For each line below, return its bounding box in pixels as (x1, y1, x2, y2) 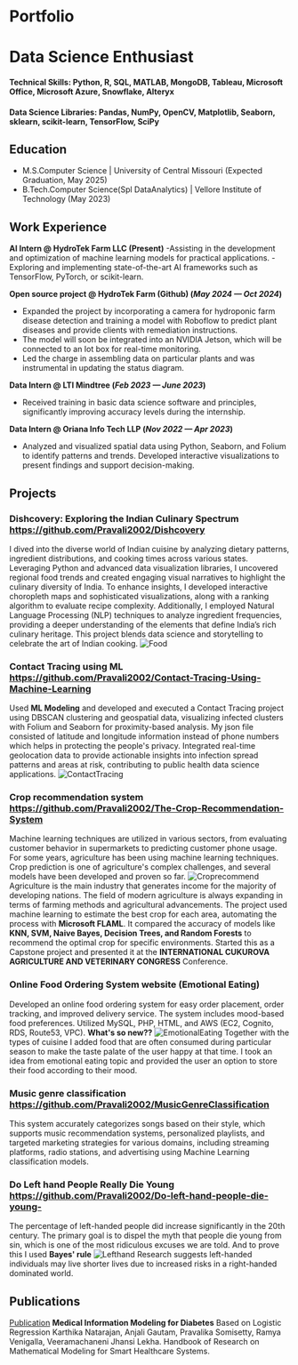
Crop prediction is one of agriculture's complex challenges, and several (9, 862, 271, 872)
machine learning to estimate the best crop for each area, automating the (9, 909, 278, 919)
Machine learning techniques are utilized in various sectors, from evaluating (9, 833, 287, 844)
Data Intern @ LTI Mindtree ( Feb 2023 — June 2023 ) (9, 380, 206, 390)
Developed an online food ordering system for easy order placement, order (9, 999, 285, 1009)
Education (9, 141, 68, 157)
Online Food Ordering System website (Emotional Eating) (9, 978, 261, 991)
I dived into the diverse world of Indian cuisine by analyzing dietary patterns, (9, 543, 290, 554)
